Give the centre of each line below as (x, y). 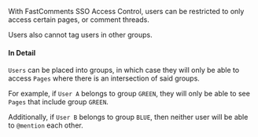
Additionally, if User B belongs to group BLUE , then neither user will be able (128, 117)
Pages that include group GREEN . (58, 102)
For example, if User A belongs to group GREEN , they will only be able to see (129, 94)
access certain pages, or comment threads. (79, 20)
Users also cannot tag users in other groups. (80, 35)
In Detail (22, 52)
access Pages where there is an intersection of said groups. (104, 78)
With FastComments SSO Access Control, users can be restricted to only (126, 11)
